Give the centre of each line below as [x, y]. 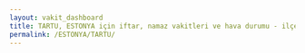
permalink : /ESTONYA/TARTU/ [63, 34]
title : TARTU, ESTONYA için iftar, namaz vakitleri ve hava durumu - [144, 26]
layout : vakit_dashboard [56, 18]
